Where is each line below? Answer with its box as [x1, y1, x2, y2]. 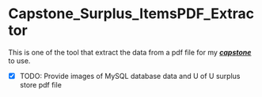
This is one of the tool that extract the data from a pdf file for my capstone [8, 47, 252, 57]
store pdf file [19, 80, 62, 89]
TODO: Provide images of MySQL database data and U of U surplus [19, 71, 241, 80]
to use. [8, 56, 31, 65]
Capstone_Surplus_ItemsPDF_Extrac [8, 5, 255, 23]
